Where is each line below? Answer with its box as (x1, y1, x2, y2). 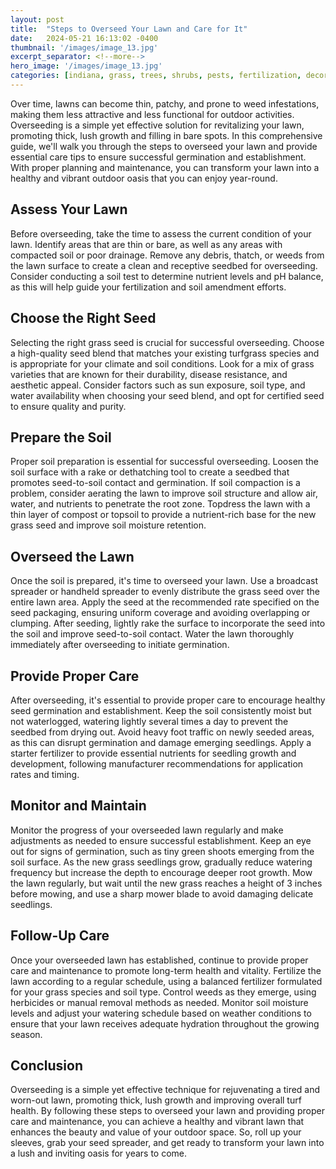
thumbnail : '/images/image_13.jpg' (10, 42, 159, 53)
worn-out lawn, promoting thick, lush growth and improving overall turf (10, 1094, 302, 1106)
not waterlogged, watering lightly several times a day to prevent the (10, 715, 289, 727)
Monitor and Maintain (10, 797, 147, 815)
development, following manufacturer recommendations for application (10, 757, 304, 770)
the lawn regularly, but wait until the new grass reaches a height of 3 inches (10, 877, 323, 889)
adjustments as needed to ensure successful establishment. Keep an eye (10, 834, 312, 846)
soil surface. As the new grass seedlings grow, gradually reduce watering (10, 856, 313, 868)
